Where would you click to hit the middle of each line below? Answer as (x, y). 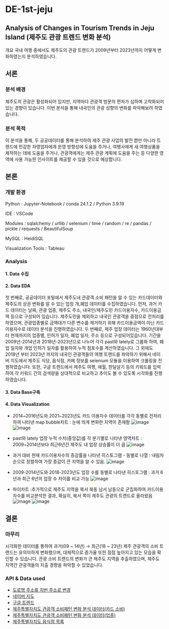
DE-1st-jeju (29, 9)
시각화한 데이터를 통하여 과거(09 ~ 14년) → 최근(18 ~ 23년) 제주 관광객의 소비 (82, 546)
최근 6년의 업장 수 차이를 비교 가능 (56, 479)
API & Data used (25, 578)
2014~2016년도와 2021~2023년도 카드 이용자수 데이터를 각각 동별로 (80, 416)
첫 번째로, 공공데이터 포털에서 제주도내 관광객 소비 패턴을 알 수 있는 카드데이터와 (84, 298)
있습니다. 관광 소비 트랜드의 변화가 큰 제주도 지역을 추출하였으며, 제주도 (90, 558)
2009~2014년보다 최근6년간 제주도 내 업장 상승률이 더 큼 (69, 445)
